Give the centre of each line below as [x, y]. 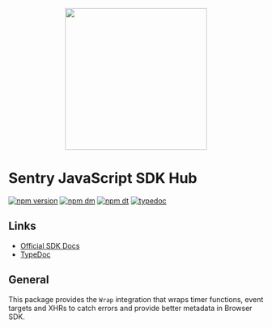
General [29, 280]
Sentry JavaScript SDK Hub [103, 179]
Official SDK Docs [50, 245]
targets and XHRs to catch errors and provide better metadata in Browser [130, 308]
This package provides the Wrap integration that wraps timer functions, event [136, 299]
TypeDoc [35, 254]
